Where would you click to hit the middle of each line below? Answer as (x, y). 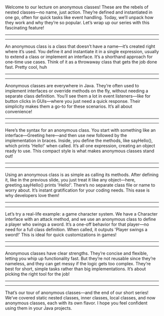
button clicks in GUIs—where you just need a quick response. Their (73, 101)
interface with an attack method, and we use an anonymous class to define (81, 219)
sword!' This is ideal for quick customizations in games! (61, 235)
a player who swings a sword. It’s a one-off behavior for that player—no (77, 224)
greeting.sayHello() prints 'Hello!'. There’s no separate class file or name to (80, 185)
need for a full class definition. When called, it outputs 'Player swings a (76, 229)
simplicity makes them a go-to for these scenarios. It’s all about (69, 106)
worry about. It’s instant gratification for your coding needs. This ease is (77, 190)
